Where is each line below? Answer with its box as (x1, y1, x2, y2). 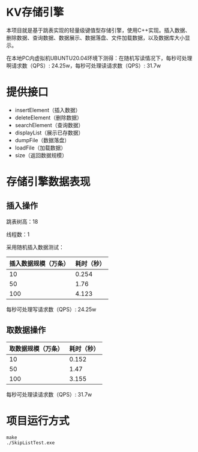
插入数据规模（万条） (9, 259, 70, 268)
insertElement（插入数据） (14, 106, 81, 113)
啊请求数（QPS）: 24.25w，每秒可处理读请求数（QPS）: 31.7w (6, 61, 161, 69)
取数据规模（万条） (9, 344, 64, 353)
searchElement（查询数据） (14, 121, 84, 128)
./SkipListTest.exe (6, 439, 55, 446)
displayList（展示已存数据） (14, 129, 84, 136)
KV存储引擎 (6, 5, 64, 19)
